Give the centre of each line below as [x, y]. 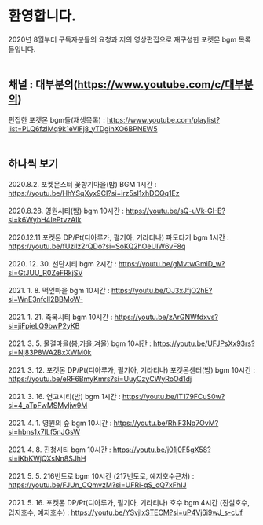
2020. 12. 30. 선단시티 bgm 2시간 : [62, 263]
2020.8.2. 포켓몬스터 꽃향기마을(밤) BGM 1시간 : [82, 184]
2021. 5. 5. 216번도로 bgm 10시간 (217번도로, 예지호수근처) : [101, 475]
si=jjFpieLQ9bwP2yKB [44, 325]
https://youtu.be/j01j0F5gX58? [162, 450]
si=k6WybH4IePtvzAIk [45, 219]
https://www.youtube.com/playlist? [164, 119]
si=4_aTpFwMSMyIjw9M [48, 405]
